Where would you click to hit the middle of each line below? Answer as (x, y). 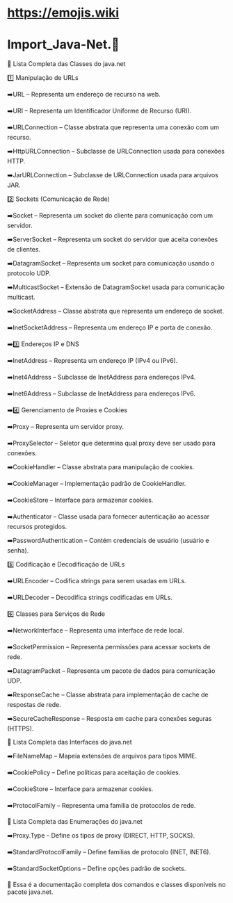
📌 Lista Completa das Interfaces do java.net (70, 742)
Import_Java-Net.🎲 (63, 45)
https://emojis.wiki (63, 13)
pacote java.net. (30, 892)
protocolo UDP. (29, 273)
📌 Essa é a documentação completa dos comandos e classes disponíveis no (116, 885)
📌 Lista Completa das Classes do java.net (66, 64)
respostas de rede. (34, 705)
